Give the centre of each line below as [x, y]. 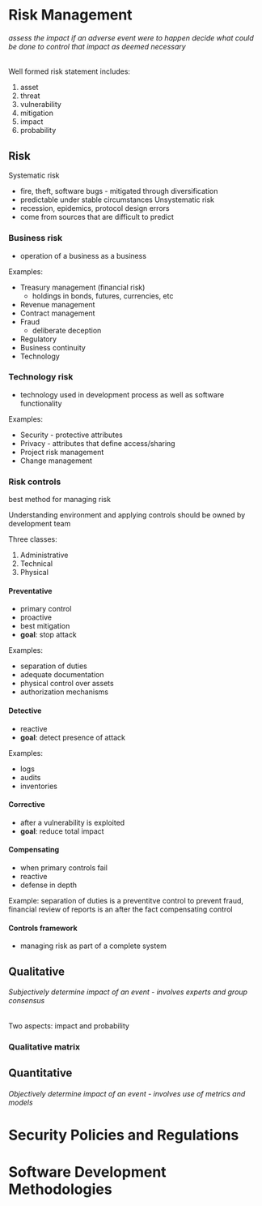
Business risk [36, 238]
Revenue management [57, 304]
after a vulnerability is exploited [72, 822]
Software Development [88, 1172]
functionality [41, 403]
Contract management [57, 313]
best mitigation [45, 626]
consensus [27, 1001]
